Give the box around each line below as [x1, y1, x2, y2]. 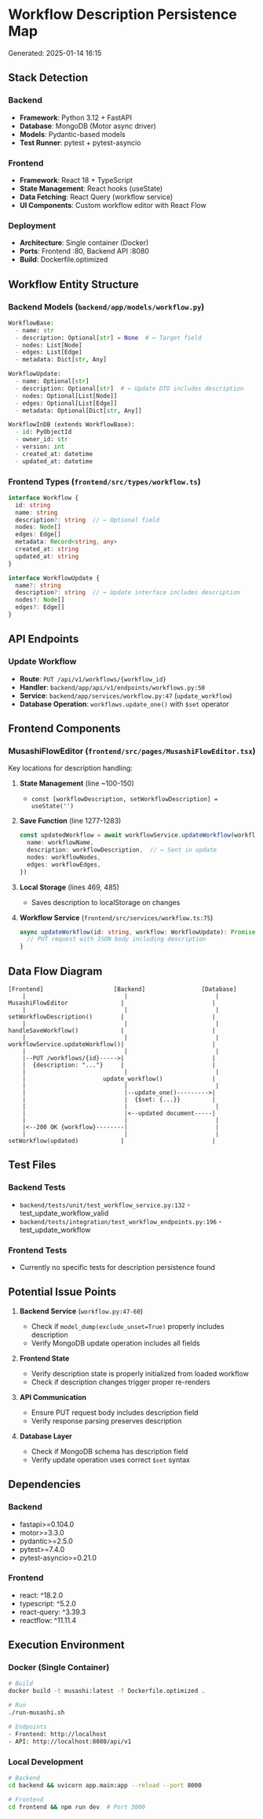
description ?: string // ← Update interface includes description [15, 588, 241, 596]
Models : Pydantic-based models [19, 129, 126, 139]
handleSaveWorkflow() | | [8, 1026, 216, 1035]
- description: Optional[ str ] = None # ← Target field [15, 333, 202, 342]
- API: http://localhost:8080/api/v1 [8, 1737, 132, 1746]
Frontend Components [8, 722, 121, 736]
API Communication [19, 1392, 87, 1401]
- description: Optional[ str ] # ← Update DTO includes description [15, 384, 244, 392]
